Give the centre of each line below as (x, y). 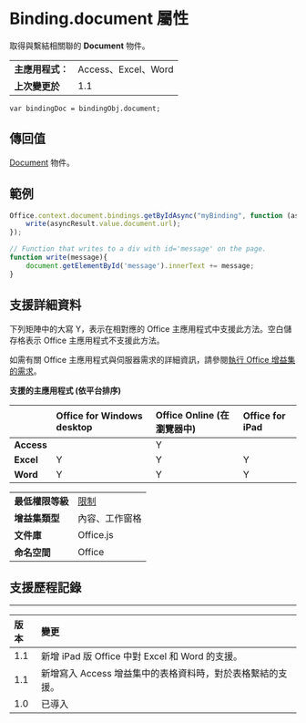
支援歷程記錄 (46, 588)
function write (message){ (58, 258)
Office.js (96, 534)
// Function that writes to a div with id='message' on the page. (138, 249)
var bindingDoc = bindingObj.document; (85, 108)
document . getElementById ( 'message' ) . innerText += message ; (140, 265)
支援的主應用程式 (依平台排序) (65, 390)
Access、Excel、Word (126, 69)
